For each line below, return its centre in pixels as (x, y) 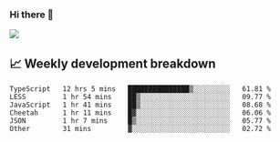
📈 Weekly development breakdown (113, 63)
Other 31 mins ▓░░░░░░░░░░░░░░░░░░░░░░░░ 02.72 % (140, 129)
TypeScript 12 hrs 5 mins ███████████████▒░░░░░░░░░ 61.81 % (140, 89)
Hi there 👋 (32, 15)
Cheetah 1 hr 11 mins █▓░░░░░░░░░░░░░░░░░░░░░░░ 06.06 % (140, 113)
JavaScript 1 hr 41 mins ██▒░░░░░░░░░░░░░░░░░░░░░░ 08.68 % (140, 105)
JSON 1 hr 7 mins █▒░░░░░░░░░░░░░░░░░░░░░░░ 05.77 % (140, 121)
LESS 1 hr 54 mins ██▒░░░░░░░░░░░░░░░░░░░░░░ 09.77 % (140, 97)
